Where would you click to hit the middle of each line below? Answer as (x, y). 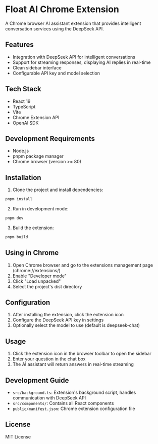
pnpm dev (14, 218)
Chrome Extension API (36, 117)
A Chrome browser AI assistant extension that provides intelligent (73, 23)
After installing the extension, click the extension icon (68, 315)
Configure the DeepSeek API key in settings (58, 320)
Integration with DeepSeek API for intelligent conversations (74, 57)
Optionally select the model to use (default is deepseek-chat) (76, 325)
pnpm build (17, 237)
